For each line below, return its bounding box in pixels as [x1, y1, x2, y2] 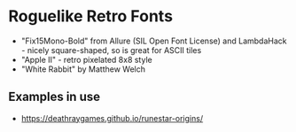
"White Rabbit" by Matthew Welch [20, 64, 145, 74]
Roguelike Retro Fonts [8, 6, 174, 27]
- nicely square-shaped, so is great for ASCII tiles [20, 44, 202, 55]
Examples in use [8, 89, 101, 105]
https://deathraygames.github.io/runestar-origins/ [20, 113, 204, 123]
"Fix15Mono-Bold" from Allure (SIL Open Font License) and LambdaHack [20, 35, 287, 46]
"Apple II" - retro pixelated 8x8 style [20, 54, 152, 65]
